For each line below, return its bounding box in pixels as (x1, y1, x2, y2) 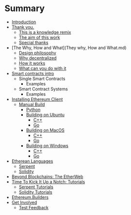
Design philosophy (18, 50, 56, 56)
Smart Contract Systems (18, 86, 68, 92)
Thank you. (11, 24, 34, 30)
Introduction (11, 19, 36, 25)
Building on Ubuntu (26, 112, 65, 117)
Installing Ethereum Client (11, 96, 63, 102)
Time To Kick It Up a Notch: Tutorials (11, 179, 85, 184)
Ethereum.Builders (11, 194, 49, 200)
